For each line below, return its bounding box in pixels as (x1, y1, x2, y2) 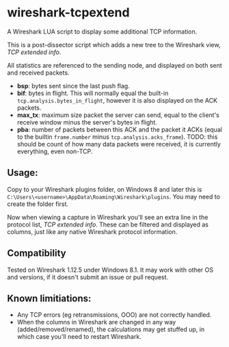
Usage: (7, 167, 39, 179)
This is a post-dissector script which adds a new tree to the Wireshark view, (7, 40, 221, 49)
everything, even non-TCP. (16, 147, 93, 155)
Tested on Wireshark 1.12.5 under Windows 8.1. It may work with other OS (7, 266, 214, 274)
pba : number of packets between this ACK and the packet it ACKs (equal (16, 125, 222, 133)
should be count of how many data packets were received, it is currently (16, 140, 221, 148)
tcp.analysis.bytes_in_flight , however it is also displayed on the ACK (16, 96, 217, 104)
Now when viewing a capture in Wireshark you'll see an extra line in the (7, 213, 208, 221)
